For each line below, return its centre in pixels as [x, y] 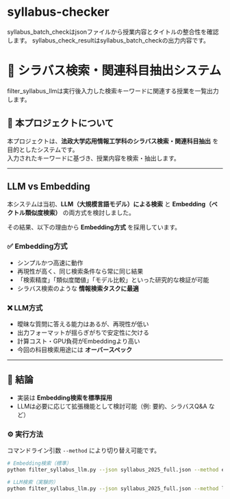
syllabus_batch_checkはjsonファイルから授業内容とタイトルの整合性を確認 [113, 32]
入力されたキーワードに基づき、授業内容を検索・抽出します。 [93, 158]
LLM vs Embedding [49, 187]
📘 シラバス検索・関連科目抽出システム [114, 71]
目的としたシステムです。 [43, 149]
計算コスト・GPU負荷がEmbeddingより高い [78, 341]
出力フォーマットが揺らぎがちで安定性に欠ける [83, 332]
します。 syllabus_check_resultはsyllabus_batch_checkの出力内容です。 [108, 40]
